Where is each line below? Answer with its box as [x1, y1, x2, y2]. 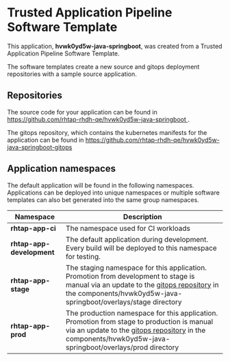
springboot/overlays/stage [66, 297, 151, 306]
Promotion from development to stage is [66, 271, 195, 281]
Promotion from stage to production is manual [66, 316, 214, 326]
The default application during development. [66, 234, 209, 244]
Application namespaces [7, 163, 116, 175]
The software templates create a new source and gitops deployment [7, 62, 200, 71]
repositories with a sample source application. [7, 70, 137, 78]
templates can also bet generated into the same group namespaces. [7, 195, 200, 203]
